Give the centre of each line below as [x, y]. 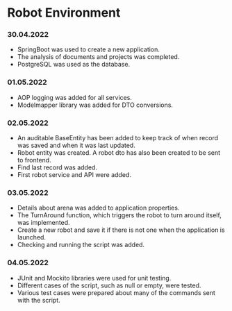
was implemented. [44, 223]
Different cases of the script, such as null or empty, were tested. [109, 285]
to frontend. [34, 160]
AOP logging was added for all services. [74, 97]
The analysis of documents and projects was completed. [98, 57]
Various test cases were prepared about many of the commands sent [116, 292]
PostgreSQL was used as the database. [74, 65]
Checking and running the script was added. [81, 245]
